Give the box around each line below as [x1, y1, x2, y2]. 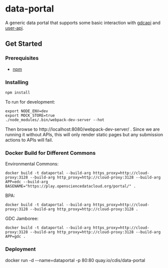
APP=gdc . [5, 234, 26, 239]
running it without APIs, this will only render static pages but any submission [5, 131, 163, 137]
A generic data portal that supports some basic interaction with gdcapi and [5, 20, 161, 26]
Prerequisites [5, 55, 39, 62]
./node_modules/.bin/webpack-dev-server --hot [5, 117, 105, 122]
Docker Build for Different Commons [5, 149, 96, 156]
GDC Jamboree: [5, 216, 39, 222]
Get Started [5, 40, 42, 48]
